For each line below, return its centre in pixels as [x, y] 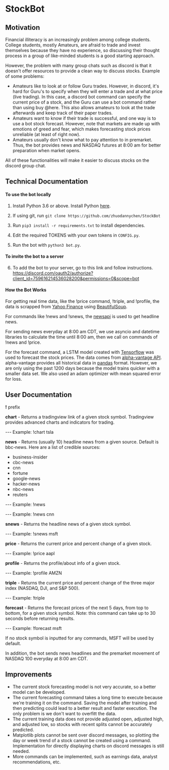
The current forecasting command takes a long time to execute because [88, 697]
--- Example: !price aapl [30, 553]
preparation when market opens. [46, 150]
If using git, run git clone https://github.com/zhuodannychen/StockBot [86, 215]
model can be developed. [39, 692]
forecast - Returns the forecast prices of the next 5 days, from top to [77, 608]
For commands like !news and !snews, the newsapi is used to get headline [82, 316]
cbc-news [23, 462]
